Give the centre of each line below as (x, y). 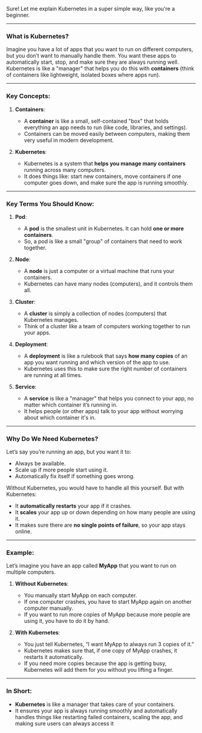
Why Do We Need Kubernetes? (52, 438)
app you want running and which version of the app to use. (97, 362)
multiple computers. (31, 572)
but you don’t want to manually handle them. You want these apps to (91, 56)
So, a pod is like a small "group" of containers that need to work (103, 241)
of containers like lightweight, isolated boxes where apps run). (83, 75)
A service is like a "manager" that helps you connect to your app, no (109, 398)
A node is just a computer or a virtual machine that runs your (99, 271)
